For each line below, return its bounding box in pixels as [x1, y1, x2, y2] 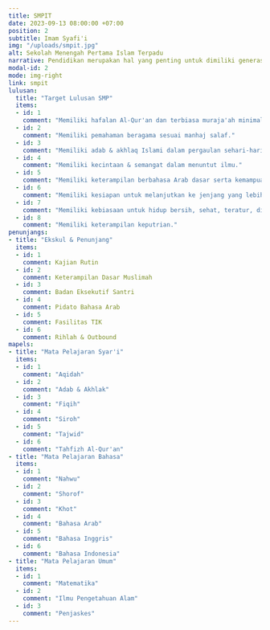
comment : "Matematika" [22, 579, 99, 587]
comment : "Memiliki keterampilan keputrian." [22, 221, 178, 229]
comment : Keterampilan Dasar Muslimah [22, 273, 153, 281]
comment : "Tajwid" [22, 430, 84, 438]
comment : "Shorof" [22, 489, 84, 498]
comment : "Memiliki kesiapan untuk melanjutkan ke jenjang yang [22, 190, 243, 199]
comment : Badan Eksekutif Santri [22, 288, 135, 297]
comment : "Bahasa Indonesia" [22, 550, 121, 558]
